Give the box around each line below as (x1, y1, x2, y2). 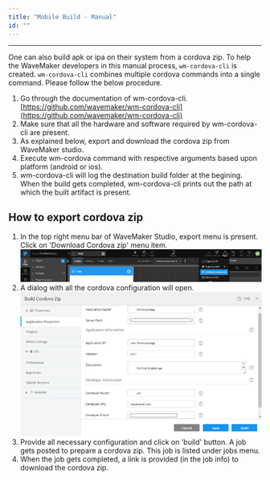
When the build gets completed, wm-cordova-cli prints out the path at (19, 178, 252, 188)
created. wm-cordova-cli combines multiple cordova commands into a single (8, 69, 261, 79)
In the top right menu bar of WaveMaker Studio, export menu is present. (19, 232, 259, 241)
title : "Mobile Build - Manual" (8, 13, 117, 21)
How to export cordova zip (8, 210, 143, 224)
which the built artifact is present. (19, 187, 132, 197)
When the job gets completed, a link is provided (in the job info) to (19, 454, 239, 464)
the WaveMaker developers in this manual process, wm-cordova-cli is (8, 60, 237, 70)
